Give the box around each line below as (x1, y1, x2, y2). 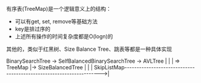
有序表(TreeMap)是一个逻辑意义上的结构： (6, 5, 111, 12)
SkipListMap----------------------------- (94, 64, 195, 70)
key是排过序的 (14, 26, 51, 32)
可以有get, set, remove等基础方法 (14, 18, 98, 25)
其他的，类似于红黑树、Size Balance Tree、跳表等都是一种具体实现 (6, 45, 173, 53)
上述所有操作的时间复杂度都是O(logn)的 (14, 33, 113, 40)
